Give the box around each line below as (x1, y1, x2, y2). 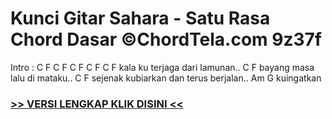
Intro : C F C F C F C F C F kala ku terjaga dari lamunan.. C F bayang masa (10, 61, 315, 73)
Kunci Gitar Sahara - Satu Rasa (10, 7, 271, 30)
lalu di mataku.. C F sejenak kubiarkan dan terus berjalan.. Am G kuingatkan (10, 72, 322, 84)
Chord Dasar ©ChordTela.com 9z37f (10, 28, 322, 51)
